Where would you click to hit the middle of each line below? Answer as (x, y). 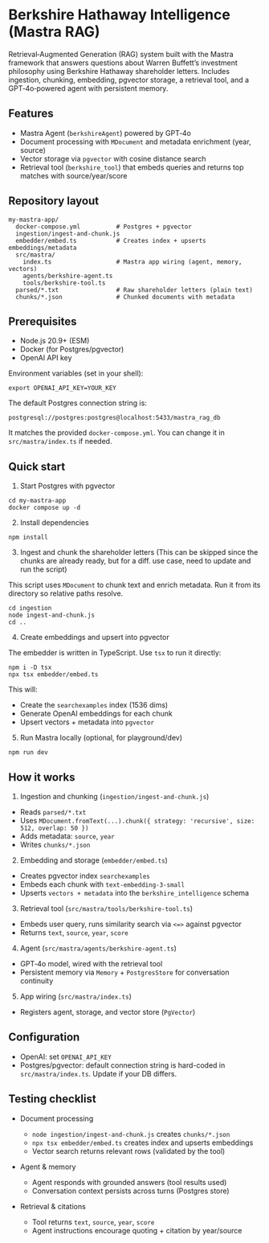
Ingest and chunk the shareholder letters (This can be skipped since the (139, 552)
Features (31, 114)
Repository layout (53, 201)
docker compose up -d (45, 508)
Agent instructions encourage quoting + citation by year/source (137, 1230)
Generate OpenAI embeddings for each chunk (96, 714)
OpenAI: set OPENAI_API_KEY (66, 1056)
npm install (28, 537)
